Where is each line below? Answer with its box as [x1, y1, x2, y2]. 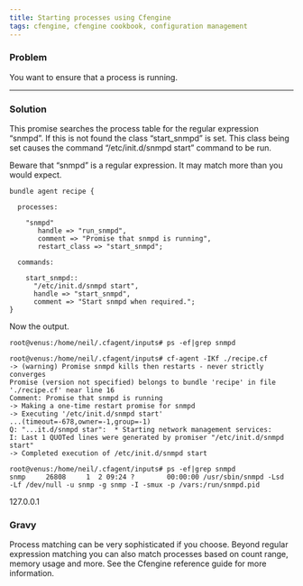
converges [9, 371, 47, 380]
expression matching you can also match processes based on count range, [9, 549, 289, 560]
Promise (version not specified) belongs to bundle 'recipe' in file [9, 378, 277, 388]
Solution [9, 103, 48, 115]
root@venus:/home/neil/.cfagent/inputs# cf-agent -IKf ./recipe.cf [9, 354, 269, 363]
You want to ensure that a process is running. [9, 71, 179, 82]
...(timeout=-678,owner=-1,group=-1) [9, 417, 151, 426]
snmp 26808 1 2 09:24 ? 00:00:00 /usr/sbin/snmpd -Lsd [9, 472, 284, 482]
